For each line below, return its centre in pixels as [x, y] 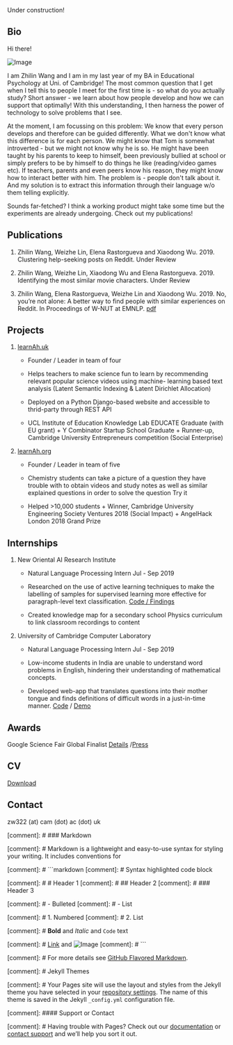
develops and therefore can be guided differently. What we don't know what [116, 133]
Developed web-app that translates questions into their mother [118, 691]
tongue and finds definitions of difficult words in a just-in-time [116, 699]
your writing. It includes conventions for [64, 856]
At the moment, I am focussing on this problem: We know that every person [115, 126]
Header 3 [21, 890]
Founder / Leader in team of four [74, 360]
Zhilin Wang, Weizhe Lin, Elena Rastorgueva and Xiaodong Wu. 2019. [116, 252]
